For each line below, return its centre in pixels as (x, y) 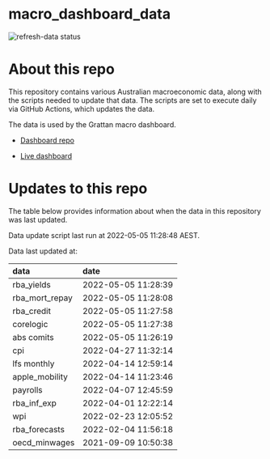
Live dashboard (46, 155)
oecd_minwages (44, 442)
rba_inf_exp (34, 403)
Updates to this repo (78, 189)
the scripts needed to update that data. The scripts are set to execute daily (133, 100)
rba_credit (32, 311)
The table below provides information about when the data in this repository (135, 210)
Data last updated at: (43, 251)
